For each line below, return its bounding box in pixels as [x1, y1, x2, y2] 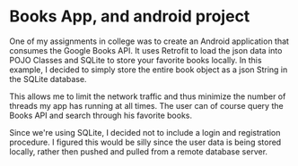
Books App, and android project [9, 6, 250, 27]
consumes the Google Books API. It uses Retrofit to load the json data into [9, 45, 283, 55]
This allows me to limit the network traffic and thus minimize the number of [9, 91, 286, 102]
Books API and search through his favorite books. [9, 110, 193, 120]
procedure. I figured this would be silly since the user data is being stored [9, 137, 282, 147]
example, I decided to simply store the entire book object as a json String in [9, 64, 288, 75]
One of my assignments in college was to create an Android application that [9, 36, 290, 46]
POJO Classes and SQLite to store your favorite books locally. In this [9, 54, 262, 65]
